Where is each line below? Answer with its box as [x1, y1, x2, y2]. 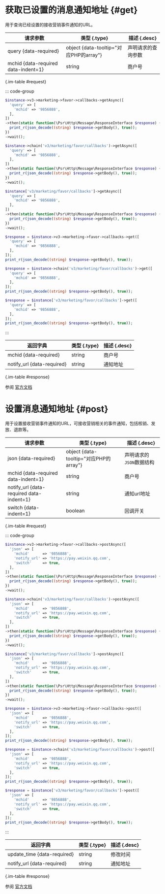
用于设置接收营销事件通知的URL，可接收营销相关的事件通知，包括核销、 [5, 421, 151, 427]
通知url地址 [124, 491, 151, 497]
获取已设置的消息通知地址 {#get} [5, 4, 138, 16]
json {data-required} [7, 455, 55, 462]
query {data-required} [7, 47, 59, 54]
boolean [66, 507, 85, 514]
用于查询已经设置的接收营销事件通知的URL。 [5, 22, 96, 28]
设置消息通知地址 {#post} [5, 403, 109, 414]
